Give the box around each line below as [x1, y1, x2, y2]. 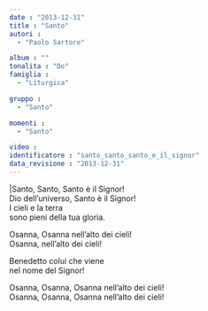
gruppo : [9, 94, 42, 103]
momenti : [9, 119, 46, 128]
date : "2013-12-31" [9, 12, 86, 22]
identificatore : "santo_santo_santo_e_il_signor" [9, 152, 200, 160]
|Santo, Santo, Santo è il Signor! [9, 183, 126, 194]
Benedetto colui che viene [9, 255, 104, 266]
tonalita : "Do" [9, 62, 69, 71]
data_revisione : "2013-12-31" [9, 159, 125, 168]
